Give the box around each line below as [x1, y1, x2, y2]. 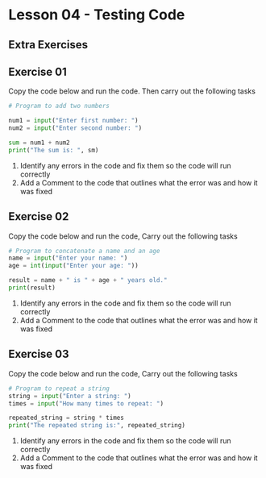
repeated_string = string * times [8, 414, 125, 422]
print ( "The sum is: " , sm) [8, 146, 99, 154]
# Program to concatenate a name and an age [8, 247, 160, 255]
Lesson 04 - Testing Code [8, 6, 185, 24]
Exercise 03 [8, 347, 70, 361]
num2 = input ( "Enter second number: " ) [8, 124, 143, 132]
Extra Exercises [8, 38, 89, 52]
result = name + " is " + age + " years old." [8, 276, 168, 285]
